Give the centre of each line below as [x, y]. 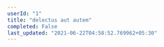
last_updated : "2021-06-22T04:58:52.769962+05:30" [82, 33]
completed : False [32, 26]
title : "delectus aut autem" [50, 20]
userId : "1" [24, 13]
